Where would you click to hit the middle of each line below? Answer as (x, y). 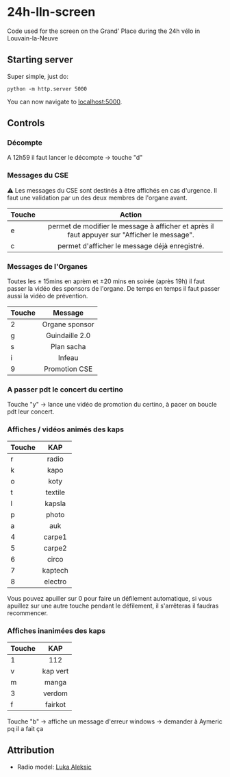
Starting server (40, 60)
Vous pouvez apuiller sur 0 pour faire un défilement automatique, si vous (110, 598)
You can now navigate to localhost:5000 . (65, 101)
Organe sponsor (68, 324)
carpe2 (55, 548)
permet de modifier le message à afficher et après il (131, 226)
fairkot (55, 704)
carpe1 (55, 537)
